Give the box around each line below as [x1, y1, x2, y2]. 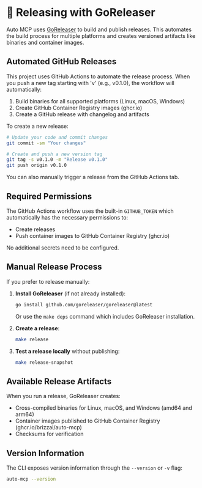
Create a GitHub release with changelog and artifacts [15, 110, 150, 118]
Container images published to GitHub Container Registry [15, 417, 160, 424]
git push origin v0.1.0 [6, 162, 67, 169]
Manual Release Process [6, 262, 102, 272]
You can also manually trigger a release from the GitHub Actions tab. [6, 174, 179, 181]
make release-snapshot [15, 359, 73, 366]
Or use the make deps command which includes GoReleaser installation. [15, 312, 195, 320]
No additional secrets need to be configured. [6, 244, 119, 251]
